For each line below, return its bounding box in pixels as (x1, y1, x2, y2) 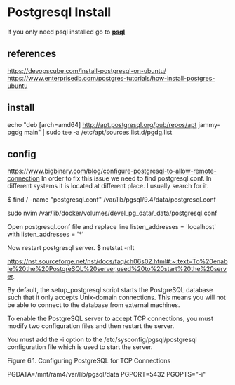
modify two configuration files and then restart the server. (7, 322, 175, 330)
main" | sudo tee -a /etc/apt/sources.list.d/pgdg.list (24, 128, 173, 136)
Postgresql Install (7, 4, 112, 20)
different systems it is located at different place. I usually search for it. (7, 182, 209, 190)
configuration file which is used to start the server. (7, 343, 153, 351)
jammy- (198, 120, 220, 129)
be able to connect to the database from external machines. (7, 301, 180, 309)
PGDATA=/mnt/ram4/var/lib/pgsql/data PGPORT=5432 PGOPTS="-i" (7, 370, 206, 379)
